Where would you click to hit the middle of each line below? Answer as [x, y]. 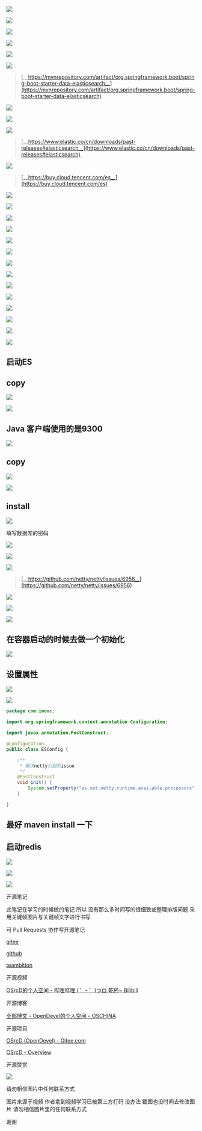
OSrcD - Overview [29, 1052]
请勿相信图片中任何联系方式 [41, 1088]
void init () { [35, 783]
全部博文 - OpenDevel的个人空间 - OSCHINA [61, 1015]
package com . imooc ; [31, 711]
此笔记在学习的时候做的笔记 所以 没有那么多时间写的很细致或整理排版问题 [97, 909]
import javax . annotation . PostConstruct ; [58, 733]
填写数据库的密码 [27, 533]
